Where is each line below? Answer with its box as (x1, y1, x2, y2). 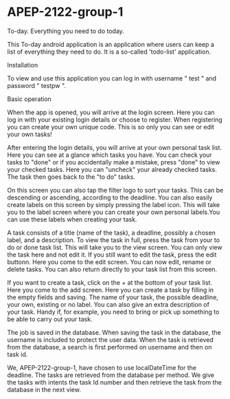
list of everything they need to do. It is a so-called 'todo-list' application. (7, 47, 211, 56)
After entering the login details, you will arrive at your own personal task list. (7, 143, 222, 151)
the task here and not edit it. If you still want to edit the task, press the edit (7, 250, 217, 259)
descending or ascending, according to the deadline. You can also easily (7, 193, 213, 202)
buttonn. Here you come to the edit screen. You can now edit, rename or (7, 257, 211, 266)
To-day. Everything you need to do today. (7, 27, 125, 35)
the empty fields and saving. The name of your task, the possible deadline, (7, 293, 218, 301)
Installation (7, 61, 38, 69)
